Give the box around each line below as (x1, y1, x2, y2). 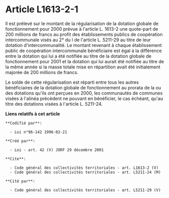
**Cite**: (5, 156, 27, 161)
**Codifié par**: (5, 120, 42, 126)
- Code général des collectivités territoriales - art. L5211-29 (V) (10, 187, 161, 192)
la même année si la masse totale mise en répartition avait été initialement (5, 64, 161, 70)
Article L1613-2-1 (5, 4, 79, 15)
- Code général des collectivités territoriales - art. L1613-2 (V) (10, 165, 159, 170)
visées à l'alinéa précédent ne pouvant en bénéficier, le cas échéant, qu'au (5, 95, 163, 102)
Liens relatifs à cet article (5, 111, 60, 117)
